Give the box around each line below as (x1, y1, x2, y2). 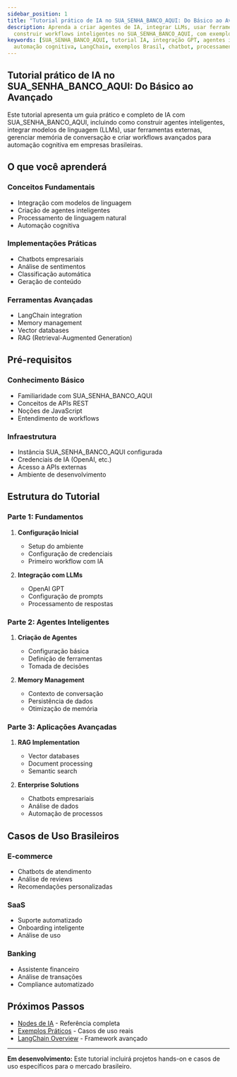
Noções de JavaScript (17, 406, 83, 415)
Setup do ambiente (28, 542, 84, 550)
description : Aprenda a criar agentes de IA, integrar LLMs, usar (7, 23, 207, 30)
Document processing (28, 759, 93, 768)
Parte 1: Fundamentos (7, 512, 83, 522)
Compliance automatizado (17, 980, 94, 988)
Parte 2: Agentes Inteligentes (7, 617, 109, 627)
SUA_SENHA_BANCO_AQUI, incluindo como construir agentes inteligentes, (7, 118, 225, 126)
